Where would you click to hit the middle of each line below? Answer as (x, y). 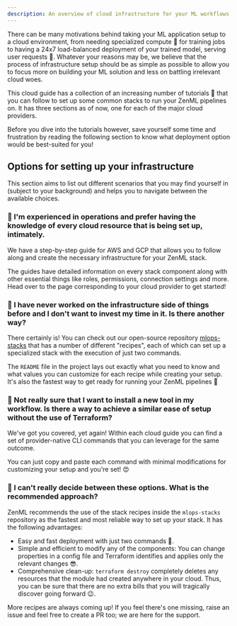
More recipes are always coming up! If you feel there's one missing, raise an (118, 607)
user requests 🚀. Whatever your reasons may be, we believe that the (107, 57)
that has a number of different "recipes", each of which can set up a (127, 346)
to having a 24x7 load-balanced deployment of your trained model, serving (117, 49)
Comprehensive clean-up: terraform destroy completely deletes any (118, 571)
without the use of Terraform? (60, 417)
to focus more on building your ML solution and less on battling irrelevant (114, 72)
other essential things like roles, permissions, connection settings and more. (118, 279)
